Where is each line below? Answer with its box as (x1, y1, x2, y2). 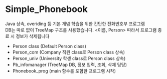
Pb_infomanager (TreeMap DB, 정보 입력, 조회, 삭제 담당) (12, 61, 127, 67)
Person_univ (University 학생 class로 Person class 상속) (12, 55, 126, 61)
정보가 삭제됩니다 (16, 33, 50, 39)
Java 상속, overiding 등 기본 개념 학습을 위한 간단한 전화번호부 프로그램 (5, 20, 145, 26)
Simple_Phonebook (5, 3, 88, 15)
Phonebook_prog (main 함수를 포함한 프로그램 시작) (12, 67, 116, 73)
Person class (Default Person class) (12, 43, 87, 49)
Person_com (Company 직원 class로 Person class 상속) (12, 49, 125, 55)
